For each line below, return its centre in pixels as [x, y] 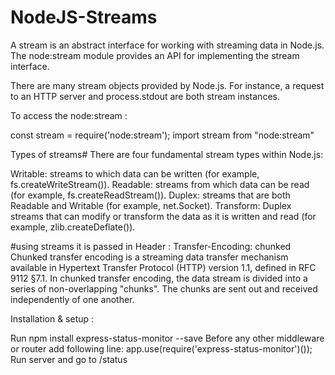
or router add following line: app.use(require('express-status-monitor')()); [161, 348]
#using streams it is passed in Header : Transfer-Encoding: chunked [151, 246]
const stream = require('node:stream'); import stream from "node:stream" [162, 135]
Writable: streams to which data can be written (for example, [135, 173]
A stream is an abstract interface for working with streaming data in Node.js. [167, 45]
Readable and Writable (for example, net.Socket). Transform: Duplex [151, 205]
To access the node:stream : [69, 115]
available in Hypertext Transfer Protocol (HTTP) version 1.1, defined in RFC [163, 267]
